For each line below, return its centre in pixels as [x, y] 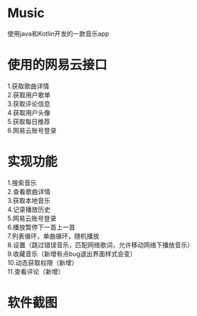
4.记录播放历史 [29, 209]
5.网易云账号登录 [32, 218]
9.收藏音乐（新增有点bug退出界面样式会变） [72, 254]
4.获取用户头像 [29, 112]
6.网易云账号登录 [32, 130]
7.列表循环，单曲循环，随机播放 [53, 236]
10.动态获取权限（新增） [43, 262]
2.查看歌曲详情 [29, 191]
